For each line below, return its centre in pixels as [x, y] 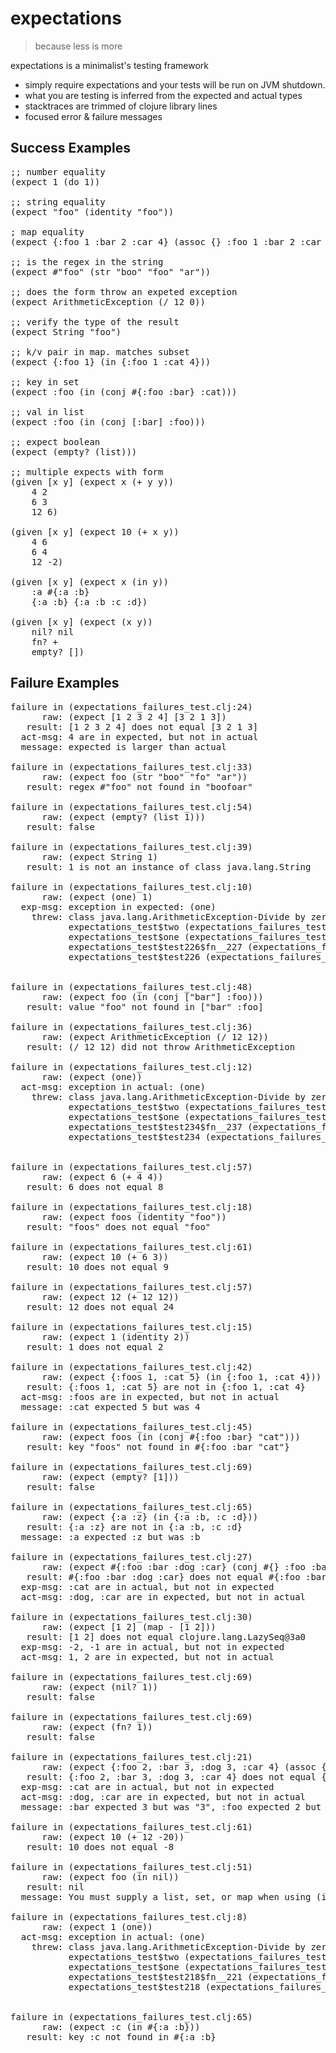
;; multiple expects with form [87, 471]
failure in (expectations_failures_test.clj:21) [131, 1756]
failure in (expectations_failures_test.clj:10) [131, 886]
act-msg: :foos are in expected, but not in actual [150, 1396]
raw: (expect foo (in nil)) [110, 1876]
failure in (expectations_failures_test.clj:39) [131, 846]
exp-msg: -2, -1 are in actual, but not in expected [152, 1646]
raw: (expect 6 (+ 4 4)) [102, 1176]
